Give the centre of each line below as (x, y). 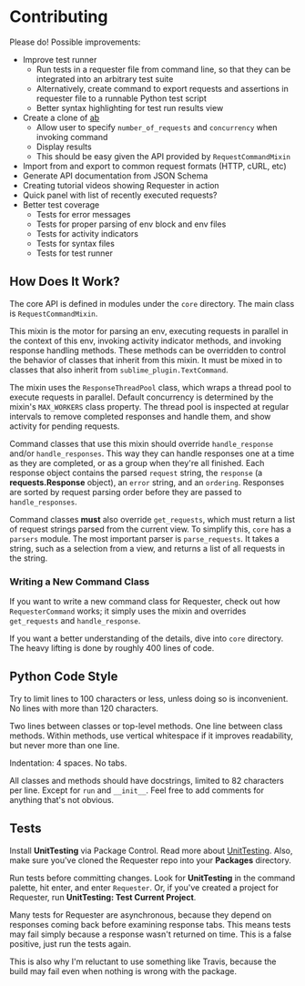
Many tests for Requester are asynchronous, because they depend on (141, 915)
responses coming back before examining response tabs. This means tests (150, 924)
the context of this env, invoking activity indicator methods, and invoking (146, 341)
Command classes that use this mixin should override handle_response (142, 443)
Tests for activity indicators (87, 233)
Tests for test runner (75, 253)
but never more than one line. (65, 745)
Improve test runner (60, 59)
